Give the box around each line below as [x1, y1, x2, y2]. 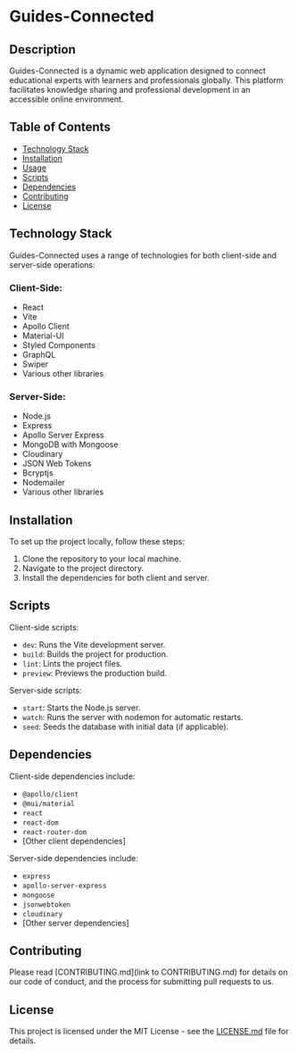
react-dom [21, 818, 60, 827]
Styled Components [21, 339, 96, 350]
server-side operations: [9, 259, 95, 269]
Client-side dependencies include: [9, 770, 136, 782]
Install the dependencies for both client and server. [21, 573, 210, 584]
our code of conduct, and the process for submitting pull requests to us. [9, 976, 275, 987]
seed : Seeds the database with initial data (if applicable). [21, 721, 229, 732]
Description [9, 42, 76, 57]
